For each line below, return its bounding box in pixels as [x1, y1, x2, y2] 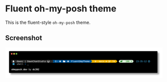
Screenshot [5, 34, 42, 42]
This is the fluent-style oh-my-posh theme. [5, 19, 91, 25]
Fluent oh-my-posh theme [5, 3, 116, 14]
